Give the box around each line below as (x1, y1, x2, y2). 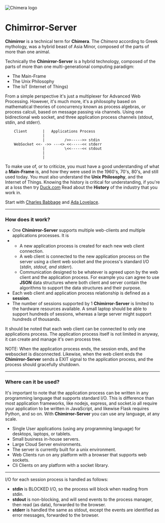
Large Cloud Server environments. (12, 441, 82, 447)
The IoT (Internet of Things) (12, 83, 69, 89)
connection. (19, 248, 44, 254)
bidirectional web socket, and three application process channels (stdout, (5, 114, 154, 120)
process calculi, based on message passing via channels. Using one (5, 108, 143, 115)
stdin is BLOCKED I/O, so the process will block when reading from (12, 486, 148, 492)
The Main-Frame (12, 73, 47, 79)
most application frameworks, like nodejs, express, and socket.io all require (5, 400, 158, 406)
